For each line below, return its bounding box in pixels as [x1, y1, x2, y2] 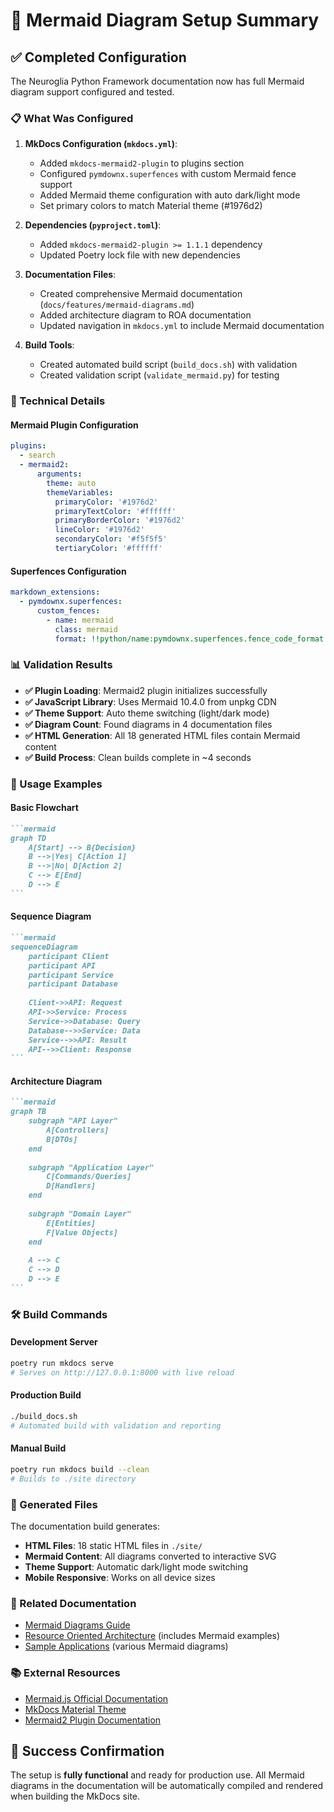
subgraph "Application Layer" [28, 1162, 155, 1173]
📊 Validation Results [10, 658, 113, 672]
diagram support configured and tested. [10, 86, 175, 98]
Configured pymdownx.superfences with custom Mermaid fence [39, 168, 297, 180]
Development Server [10, 1336, 98, 1348]
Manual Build [10, 1442, 67, 1454]
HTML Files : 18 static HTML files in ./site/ [24, 1539, 203, 1551]
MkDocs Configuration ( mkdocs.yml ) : [24, 138, 178, 150]
